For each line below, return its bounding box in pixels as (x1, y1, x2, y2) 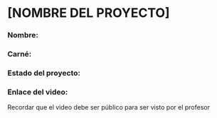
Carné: (7, 49, 32, 59)
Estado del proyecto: (7, 68, 80, 78)
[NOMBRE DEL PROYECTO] (7, 5, 170, 21)
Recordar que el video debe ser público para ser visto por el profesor (7, 103, 210, 112)
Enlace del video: (7, 87, 68, 97)
